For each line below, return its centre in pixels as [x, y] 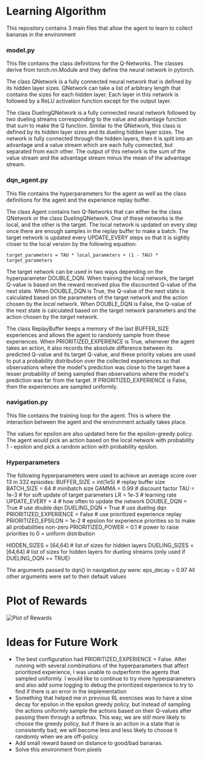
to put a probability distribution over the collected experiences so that [93, 361]
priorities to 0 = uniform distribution [51, 534]
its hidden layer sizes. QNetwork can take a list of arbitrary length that [94, 88]
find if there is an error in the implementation [71, 691]
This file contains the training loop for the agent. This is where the [88, 415]
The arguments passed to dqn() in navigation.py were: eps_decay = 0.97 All [101, 570]
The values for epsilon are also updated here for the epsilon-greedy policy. [100, 434]
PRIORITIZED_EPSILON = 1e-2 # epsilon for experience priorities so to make [101, 521]
